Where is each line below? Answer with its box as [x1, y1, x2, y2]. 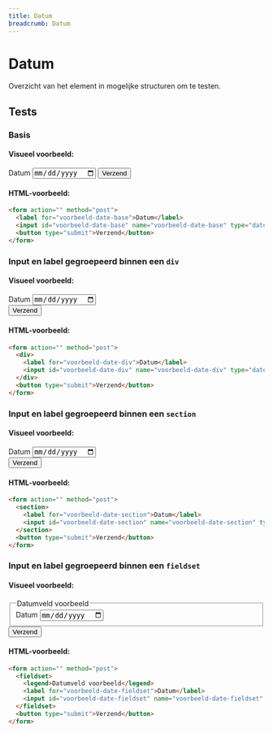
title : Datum [8, 11, 53, 20]
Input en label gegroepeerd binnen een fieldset [8, 560, 201, 571]
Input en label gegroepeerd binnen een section [8, 408, 197, 419]
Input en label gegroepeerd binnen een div [8, 255, 180, 267]
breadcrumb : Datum [8, 20, 71, 28]
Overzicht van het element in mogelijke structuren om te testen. [8, 81, 221, 91]
